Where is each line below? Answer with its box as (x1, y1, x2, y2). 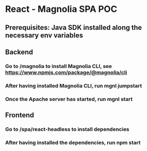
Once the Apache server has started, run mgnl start (5, 95, 133, 102)
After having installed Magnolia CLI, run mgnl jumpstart (5, 82, 142, 89)
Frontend (5, 111, 34, 120)
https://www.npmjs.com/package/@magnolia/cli (5, 69, 127, 75)
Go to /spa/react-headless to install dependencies (5, 126, 130, 133)
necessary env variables (5, 31, 83, 39)
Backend (5, 48, 33, 56)
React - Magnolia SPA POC (5, 3, 118, 15)
